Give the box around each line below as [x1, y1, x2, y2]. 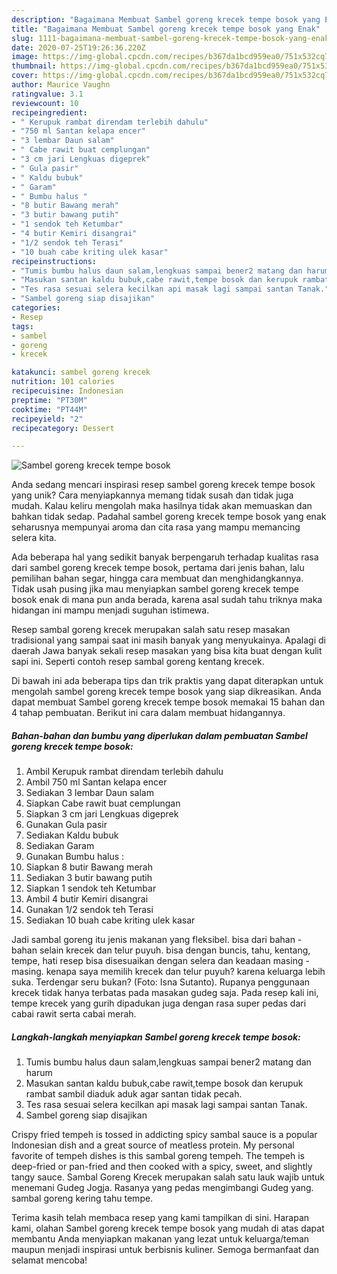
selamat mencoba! [11, 1254, 88, 1266]
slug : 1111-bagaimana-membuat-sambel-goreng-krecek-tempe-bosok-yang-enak [11, 33, 330, 43]
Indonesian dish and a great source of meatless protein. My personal [11, 1139, 295, 1151]
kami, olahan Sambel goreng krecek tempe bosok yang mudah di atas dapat [11, 1222, 325, 1235]
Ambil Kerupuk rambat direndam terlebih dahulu [25, 766, 224, 778]
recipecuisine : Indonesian [11, 386, 124, 396]
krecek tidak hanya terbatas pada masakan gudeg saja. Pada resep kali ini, [11, 987, 319, 999]
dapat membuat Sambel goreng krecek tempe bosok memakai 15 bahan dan [11, 696, 326, 708]
